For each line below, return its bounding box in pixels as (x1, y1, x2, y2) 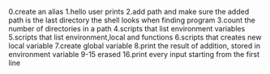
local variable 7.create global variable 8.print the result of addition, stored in (8, 41, 261, 51)
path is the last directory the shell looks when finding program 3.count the (8, 15, 255, 25)
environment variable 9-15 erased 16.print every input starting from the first (8, 50, 260, 59)
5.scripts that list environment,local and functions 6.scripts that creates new (8, 32, 262, 42)
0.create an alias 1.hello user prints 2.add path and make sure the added (8, 7, 250, 16)
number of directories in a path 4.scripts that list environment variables (8, 24, 246, 33)
